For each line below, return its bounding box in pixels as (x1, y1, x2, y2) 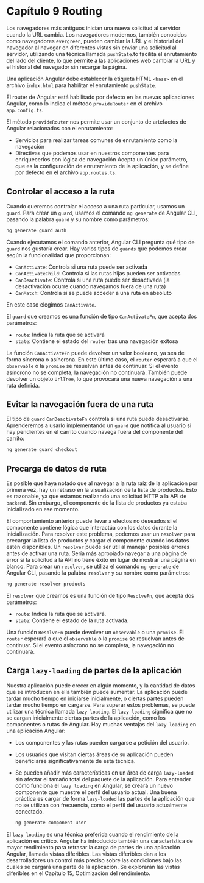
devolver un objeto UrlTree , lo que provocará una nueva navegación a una (6, 375, 193, 382)
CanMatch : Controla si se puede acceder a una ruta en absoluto (15, 289, 172, 296)
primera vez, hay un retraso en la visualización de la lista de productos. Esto (6, 486, 197, 494)
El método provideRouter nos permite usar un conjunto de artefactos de (6, 118, 187, 126)
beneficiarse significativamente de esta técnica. (15, 757, 136, 764)
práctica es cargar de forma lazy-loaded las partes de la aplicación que (15, 795, 195, 802)
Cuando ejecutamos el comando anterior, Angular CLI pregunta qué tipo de (6, 238, 195, 246)
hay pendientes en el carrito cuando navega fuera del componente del (6, 428, 183, 436)
